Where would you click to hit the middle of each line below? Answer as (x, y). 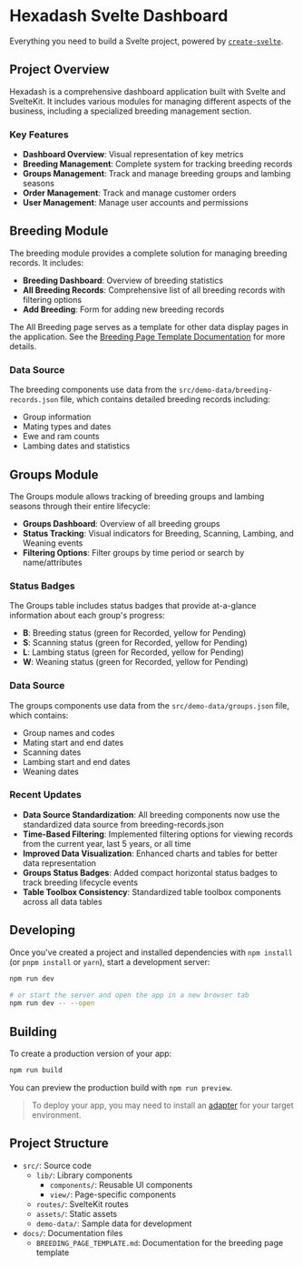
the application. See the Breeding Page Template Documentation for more (147, 337)
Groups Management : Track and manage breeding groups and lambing (156, 174)
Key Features (39, 135)
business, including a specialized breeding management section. (131, 111)
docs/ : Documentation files (73, 1232)
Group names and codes (68, 732)
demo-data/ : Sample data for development (114, 1223)
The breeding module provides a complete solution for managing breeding (148, 253)
